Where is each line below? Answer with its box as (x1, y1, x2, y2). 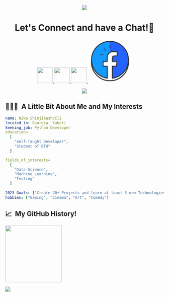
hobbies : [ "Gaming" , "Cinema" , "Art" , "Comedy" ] (5, 195, 109, 200)
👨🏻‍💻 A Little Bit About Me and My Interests (5, 102, 143, 111)
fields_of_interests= (5, 158, 51, 163)
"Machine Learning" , (14, 172, 57, 177)
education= (5, 130, 28, 135)
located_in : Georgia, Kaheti (5, 120, 66, 125)
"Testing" (14, 176, 35, 181)
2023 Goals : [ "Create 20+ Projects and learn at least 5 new (5, 190, 136, 195)
